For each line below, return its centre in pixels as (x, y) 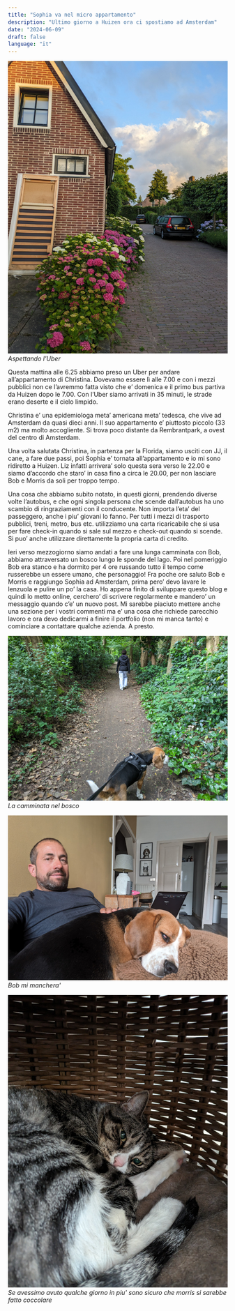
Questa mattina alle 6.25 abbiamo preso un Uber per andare (94, 372)
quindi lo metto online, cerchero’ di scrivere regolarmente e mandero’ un (112, 597)
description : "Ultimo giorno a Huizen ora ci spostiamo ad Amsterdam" (113, 22)
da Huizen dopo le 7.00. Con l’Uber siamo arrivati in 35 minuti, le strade (110, 395)
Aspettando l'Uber (35, 358)
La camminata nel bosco (44, 806)
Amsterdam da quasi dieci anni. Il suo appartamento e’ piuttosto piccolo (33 (116, 423)
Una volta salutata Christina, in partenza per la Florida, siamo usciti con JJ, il (117, 451)
